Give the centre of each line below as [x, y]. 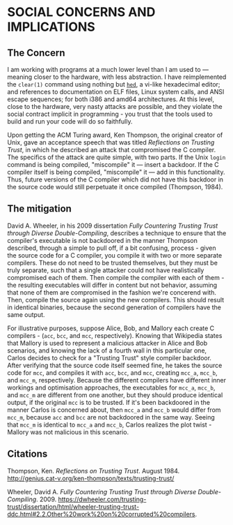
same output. [26, 314]
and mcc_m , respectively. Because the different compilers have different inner [117, 380]
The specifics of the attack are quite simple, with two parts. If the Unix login [116, 157]
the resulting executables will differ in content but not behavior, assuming [112, 285]
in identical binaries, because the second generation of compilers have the [114, 307]
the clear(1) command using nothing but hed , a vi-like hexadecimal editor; [114, 84]
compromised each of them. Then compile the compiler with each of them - [116, 277]
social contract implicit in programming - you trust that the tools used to [110, 114]
